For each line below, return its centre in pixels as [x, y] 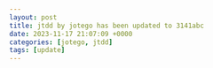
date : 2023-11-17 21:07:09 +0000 [71, 34]
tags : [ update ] [37, 50]
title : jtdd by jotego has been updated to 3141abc [106, 26]
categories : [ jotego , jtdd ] [61, 42]
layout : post [33, 17]
